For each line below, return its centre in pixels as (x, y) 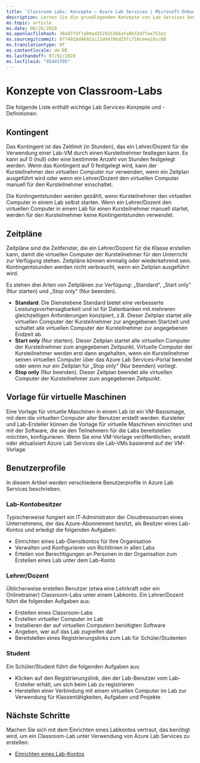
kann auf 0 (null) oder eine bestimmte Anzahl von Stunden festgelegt (91, 159)
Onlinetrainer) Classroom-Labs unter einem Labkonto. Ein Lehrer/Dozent (95, 595)
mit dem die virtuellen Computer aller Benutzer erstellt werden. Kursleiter (96, 417)
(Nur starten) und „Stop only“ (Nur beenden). (62, 291)
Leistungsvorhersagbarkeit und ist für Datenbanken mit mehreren (95, 309)
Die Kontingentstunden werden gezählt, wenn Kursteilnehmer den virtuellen (99, 196)
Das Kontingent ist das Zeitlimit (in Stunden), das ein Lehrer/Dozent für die (97, 147)
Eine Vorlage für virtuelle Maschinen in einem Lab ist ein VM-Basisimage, (96, 412)
